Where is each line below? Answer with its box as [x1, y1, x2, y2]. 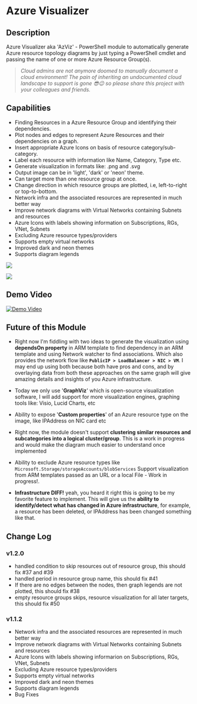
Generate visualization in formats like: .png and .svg [14, 162, 141, 169]
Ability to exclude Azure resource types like [14, 459, 121, 466]
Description [6, 28, 50, 38]
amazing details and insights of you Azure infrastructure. [14, 376, 152, 383]
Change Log [6, 531, 52, 541]
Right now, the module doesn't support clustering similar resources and [14, 429, 191, 436]
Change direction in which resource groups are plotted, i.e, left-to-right [14, 181, 187, 188]
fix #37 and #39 [14, 569, 54, 576]
